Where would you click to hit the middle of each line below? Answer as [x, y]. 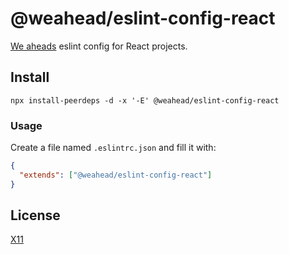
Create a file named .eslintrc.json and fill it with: [113, 148]
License [35, 215]
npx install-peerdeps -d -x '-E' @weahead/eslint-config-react [145, 100]
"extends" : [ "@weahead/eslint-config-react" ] [116, 175]
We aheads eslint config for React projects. [99, 46]
